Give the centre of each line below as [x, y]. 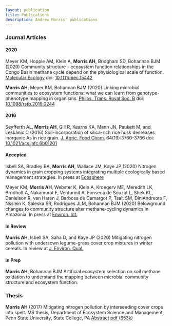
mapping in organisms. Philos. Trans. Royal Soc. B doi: [87, 98]
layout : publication [27, 10]
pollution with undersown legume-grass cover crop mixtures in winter [79, 243]
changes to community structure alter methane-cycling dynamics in [77, 209]
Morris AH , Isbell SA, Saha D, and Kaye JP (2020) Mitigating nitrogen [79, 238]
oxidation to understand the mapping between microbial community [77, 277]
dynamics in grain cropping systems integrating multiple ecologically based [85, 172]
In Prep [13, 260]
